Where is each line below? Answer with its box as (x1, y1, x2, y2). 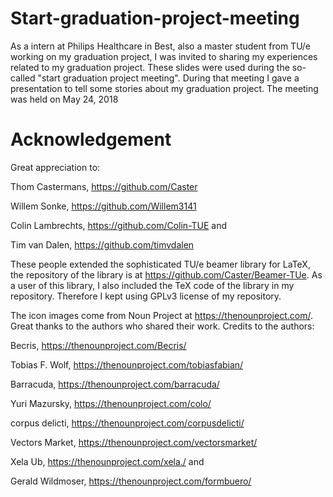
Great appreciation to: (10, 161, 101, 173)
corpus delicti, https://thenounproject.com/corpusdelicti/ (10, 417, 245, 429)
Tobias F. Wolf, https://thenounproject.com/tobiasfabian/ (10, 358, 244, 371)
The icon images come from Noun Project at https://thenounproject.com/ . (10, 309, 313, 321)
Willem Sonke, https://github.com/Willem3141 (10, 200, 197, 212)
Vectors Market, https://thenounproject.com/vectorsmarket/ (10, 436, 258, 448)
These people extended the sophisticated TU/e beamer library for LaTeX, (10, 258, 311, 270)
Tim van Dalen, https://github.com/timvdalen (10, 238, 195, 251)
